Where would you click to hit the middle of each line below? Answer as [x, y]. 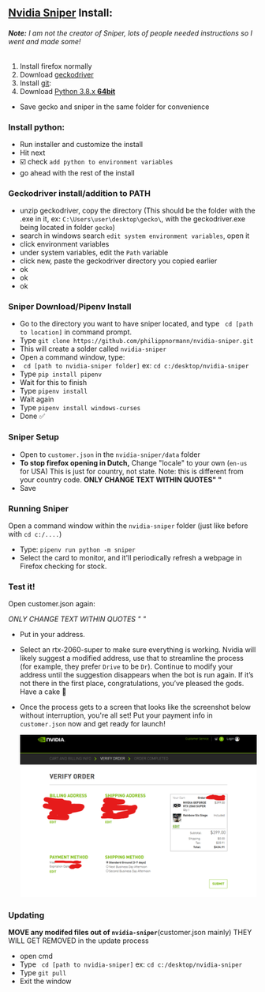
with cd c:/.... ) [35, 534]
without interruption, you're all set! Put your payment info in [116, 715]
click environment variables [64, 244]
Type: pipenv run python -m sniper [77, 549]
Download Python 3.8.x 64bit [67, 91]
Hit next [32, 153]
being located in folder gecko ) [67, 228]
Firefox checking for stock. [63, 566]
